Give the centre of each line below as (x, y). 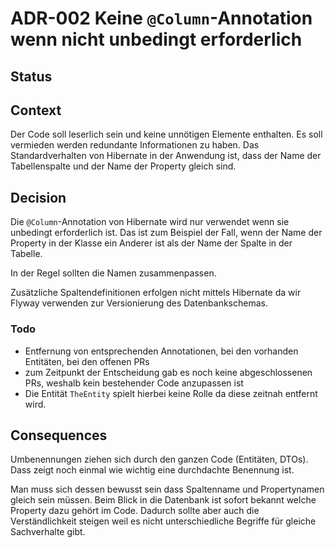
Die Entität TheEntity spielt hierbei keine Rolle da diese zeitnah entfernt (171, 393)
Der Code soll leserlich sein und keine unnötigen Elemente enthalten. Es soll (166, 134)
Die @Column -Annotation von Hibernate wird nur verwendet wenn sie (150, 222)
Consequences (59, 435)
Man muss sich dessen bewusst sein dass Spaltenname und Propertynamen (167, 489)
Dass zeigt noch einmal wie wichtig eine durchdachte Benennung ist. (152, 470)
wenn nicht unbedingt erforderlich (156, 39)
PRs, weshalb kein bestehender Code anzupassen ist (134, 383)
